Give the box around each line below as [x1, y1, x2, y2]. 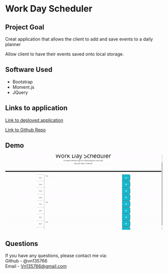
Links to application [5, 104, 68, 112]
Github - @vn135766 [5, 258, 47, 264]
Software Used [5, 65, 52, 74]
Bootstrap [12, 78, 33, 85]
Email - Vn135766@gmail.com [5, 263, 67, 270]
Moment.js [12, 84, 34, 90]
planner [5, 41, 21, 47]
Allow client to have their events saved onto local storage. [5, 51, 124, 57]
